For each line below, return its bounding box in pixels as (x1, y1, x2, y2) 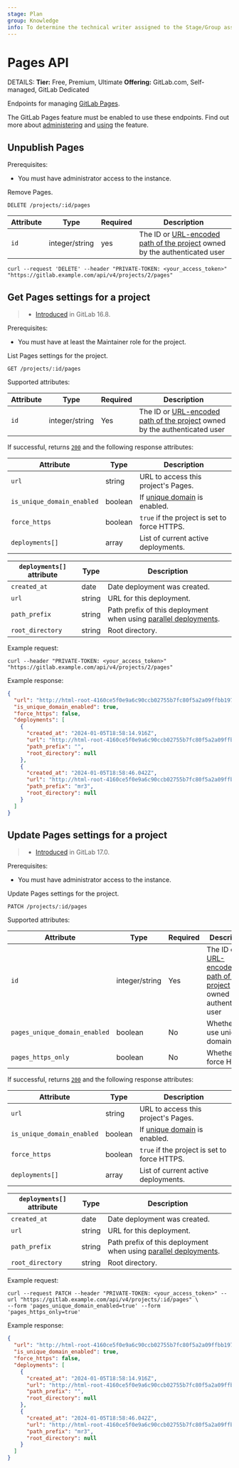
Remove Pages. (7, 188, 53, 197)
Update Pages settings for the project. (7, 889, 119, 898)
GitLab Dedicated (38, 86, 90, 94)
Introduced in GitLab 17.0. (35, 848, 110, 856)
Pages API (7, 54, 69, 71)
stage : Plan (7, 10, 43, 18)
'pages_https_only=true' (7, 1309, 81, 1316)
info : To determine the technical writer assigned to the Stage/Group (7, 24, 221, 31)
